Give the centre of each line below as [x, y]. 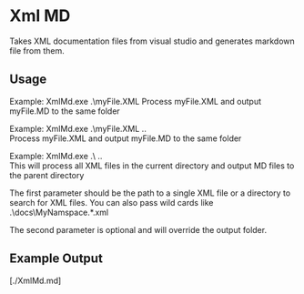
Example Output [56, 259]
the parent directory [47, 175]
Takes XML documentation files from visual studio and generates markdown [152, 41]
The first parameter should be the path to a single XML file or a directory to [150, 193]
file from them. [37, 50]
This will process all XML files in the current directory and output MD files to [152, 166]
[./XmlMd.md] [35, 280]
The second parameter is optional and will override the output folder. [138, 229]
